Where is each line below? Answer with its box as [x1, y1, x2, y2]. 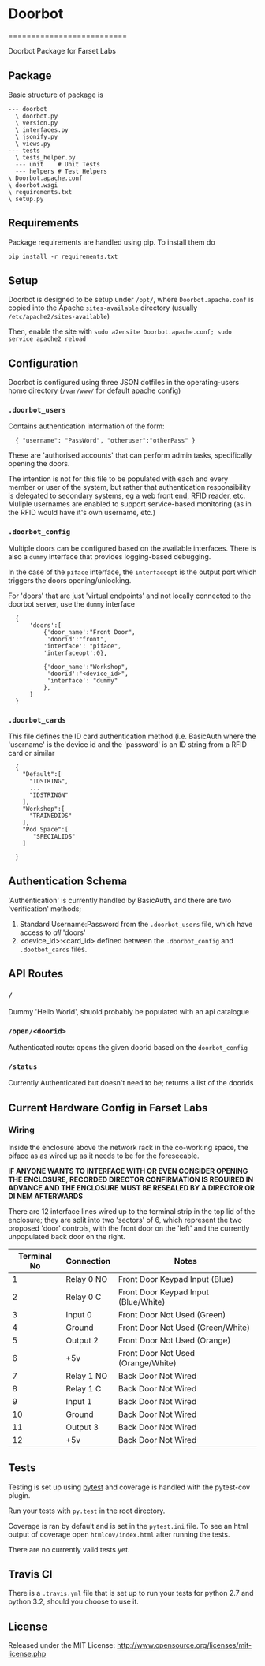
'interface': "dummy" [47, 676, 118, 685]
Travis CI [8, 1567, 53, 1582]
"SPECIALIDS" [32, 833, 77, 841]
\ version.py [15, 119, 58, 127]
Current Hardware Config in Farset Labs [8, 1101, 208, 1115]
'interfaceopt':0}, [43, 648, 108, 657]
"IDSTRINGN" [28, 791, 69, 799]
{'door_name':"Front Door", [43, 628, 136, 636]
